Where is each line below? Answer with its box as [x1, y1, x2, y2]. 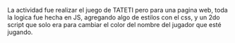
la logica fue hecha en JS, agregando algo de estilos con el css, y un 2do [7, 13, 220, 21]
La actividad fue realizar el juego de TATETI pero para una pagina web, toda [7, 6, 228, 14]
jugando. [7, 28, 33, 36]
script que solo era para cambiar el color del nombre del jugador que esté [7, 21, 222, 28]
